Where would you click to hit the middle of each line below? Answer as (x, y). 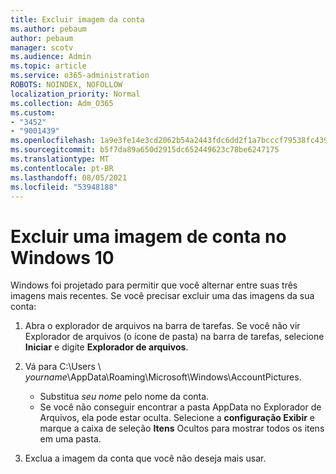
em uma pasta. (70, 439)
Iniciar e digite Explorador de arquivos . (106, 347)
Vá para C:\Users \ (63, 367)
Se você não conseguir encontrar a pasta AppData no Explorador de (180, 407)
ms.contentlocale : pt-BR (62, 168)
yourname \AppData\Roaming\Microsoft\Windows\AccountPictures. (163, 377)
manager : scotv (42, 47)
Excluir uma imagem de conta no (148, 236)
